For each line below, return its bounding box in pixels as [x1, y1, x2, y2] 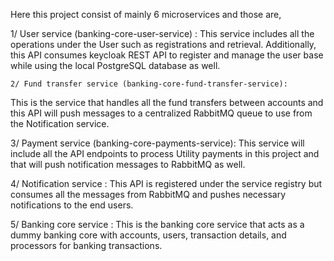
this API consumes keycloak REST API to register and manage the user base [10, 49, 324, 61]
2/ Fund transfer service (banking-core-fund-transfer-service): [10, 79, 288, 89]
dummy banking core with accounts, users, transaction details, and [10, 229, 287, 241]
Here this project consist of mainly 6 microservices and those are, [10, 9, 282, 20]
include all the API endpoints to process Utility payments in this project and [10, 148, 320, 159]
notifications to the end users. [10, 199, 134, 211]
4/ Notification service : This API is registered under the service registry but [10, 178, 323, 189]
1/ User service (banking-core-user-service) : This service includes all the [10, 28, 315, 39]
